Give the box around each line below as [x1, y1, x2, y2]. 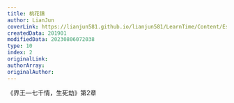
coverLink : [7, 23, 39, 30]
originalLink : [7, 56, 49, 63]
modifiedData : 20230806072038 [7, 36, 95, 43]
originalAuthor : [7, 68, 54, 75]
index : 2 [7, 49, 33, 56]
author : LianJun [7, 17, 54, 24]
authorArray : [7, 62, 45, 69]
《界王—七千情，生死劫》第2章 [7, 88, 97, 97]
